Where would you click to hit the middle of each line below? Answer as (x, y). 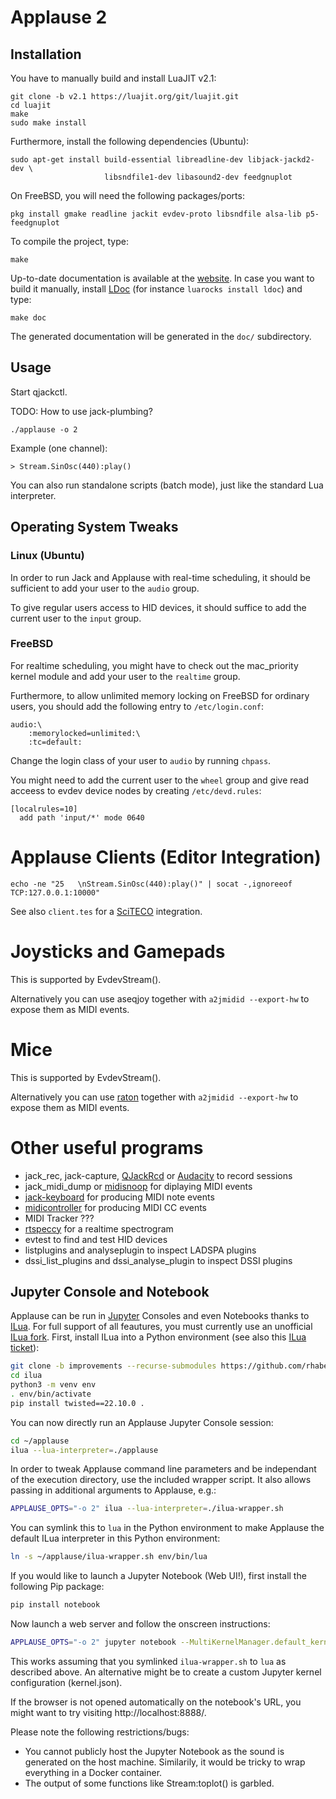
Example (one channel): (59, 448)
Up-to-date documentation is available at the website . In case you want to (162, 278)
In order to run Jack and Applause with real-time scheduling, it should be (160, 577)
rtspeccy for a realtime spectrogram (99, 1228)
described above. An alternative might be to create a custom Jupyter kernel (166, 1672)
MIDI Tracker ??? (59, 1218)
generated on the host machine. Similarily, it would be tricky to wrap (165, 1762)
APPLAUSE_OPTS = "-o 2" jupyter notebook (93, 1642)
